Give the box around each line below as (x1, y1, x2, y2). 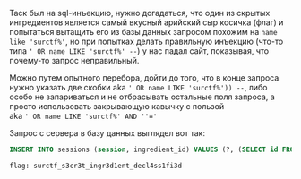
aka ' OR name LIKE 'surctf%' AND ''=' (9, 111, 158, 121)
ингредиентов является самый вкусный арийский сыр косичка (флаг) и (9, 17, 284, 28)
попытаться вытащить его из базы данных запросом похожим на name (9, 27, 278, 37)
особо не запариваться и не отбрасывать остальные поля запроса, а (9, 91, 275, 102)
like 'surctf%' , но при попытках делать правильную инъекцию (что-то (9, 36, 284, 47)
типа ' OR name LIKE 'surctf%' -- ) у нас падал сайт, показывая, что (9, 46, 270, 56)
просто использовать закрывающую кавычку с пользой (9, 101, 225, 111)
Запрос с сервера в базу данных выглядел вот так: (9, 128, 206, 138)
